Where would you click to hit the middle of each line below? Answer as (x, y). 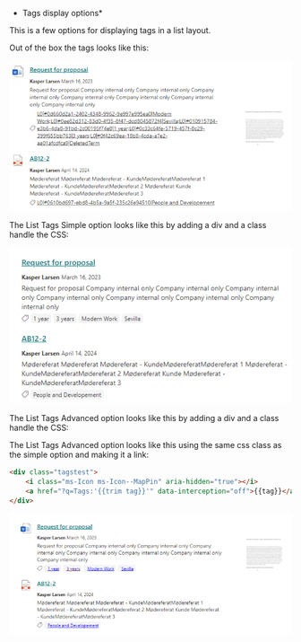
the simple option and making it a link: (79, 454)
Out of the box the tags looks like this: (79, 48)
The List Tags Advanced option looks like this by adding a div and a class (144, 418)
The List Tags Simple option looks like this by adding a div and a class (138, 225)
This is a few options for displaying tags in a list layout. (110, 30)
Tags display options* (62, 13)
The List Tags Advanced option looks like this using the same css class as (146, 444)
